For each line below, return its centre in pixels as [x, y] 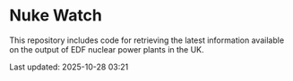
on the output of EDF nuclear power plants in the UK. [107, 49]
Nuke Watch [56, 16]
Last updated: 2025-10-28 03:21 [69, 67]
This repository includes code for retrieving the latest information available [147, 40]
